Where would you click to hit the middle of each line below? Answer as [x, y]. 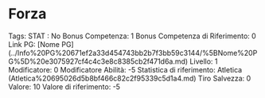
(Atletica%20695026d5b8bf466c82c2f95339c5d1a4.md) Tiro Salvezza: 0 [130, 78]
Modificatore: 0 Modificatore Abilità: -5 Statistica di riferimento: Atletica [125, 69]
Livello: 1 [204, 61]
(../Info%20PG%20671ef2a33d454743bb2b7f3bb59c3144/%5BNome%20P [133, 53]
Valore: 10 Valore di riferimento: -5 [64, 86]
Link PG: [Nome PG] [41, 44]
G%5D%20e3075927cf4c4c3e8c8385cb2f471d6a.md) [98, 61]
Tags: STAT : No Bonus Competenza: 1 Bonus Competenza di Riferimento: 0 [132, 36]
